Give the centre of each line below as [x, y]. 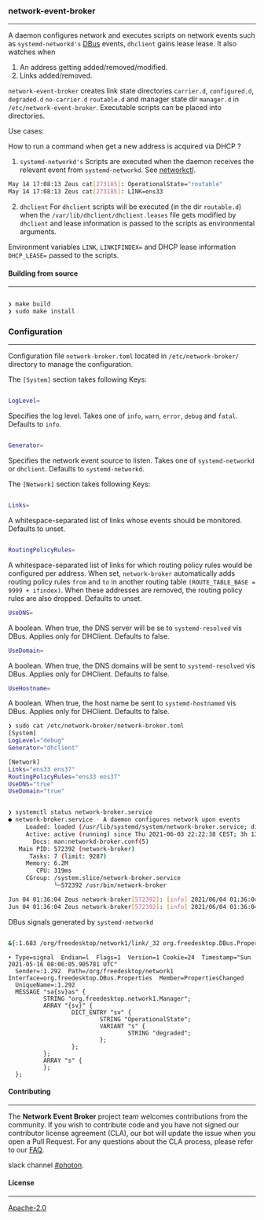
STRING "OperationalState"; [145, 1019]
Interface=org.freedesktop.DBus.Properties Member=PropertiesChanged [126, 978]
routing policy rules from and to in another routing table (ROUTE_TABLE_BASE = [132, 581]
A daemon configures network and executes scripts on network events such [132, 35]
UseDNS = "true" [31, 784]
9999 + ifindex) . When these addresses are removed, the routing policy [125, 590]
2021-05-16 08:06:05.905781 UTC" [63, 964]
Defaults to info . [35, 424]
